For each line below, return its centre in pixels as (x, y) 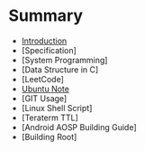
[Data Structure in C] (60, 70)
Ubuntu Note (45, 89)
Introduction (44, 41)
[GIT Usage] (44, 98)
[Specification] (49, 50)
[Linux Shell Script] (57, 108)
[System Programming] (64, 60)
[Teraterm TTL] (50, 118)
